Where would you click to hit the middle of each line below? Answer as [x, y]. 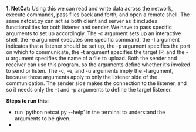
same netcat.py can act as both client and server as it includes [82, 21]
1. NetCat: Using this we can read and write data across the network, [89, 9]
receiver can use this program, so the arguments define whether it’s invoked [98, 65]
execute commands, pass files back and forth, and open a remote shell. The [98, 15]
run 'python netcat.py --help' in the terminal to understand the [90, 112]
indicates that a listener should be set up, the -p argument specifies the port [98, 46]
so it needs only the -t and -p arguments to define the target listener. [89, 89]
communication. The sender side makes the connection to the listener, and [96, 83]
